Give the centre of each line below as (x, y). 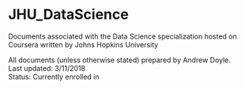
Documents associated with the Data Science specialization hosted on (122, 36)
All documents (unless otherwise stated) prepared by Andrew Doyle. (120, 60)
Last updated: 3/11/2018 (47, 68)
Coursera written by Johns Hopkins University (83, 44)
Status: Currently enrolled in (54, 76)
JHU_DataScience (68, 15)
